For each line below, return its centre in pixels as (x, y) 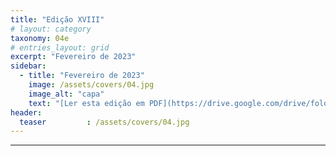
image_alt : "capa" (66, 94)
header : (26, 112)
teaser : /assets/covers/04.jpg (104, 122)
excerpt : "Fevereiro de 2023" (73, 57)
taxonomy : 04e (40, 38)
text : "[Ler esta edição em (86, 103)
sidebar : (28, 66)
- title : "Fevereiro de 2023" (82, 76)
